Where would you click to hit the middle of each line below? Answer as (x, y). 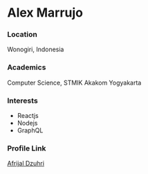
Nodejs (27, 123)
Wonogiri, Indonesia (36, 49)
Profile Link (27, 148)
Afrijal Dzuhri (26, 164)
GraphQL (30, 130)
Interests (22, 101)
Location (22, 35)
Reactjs (28, 116)
